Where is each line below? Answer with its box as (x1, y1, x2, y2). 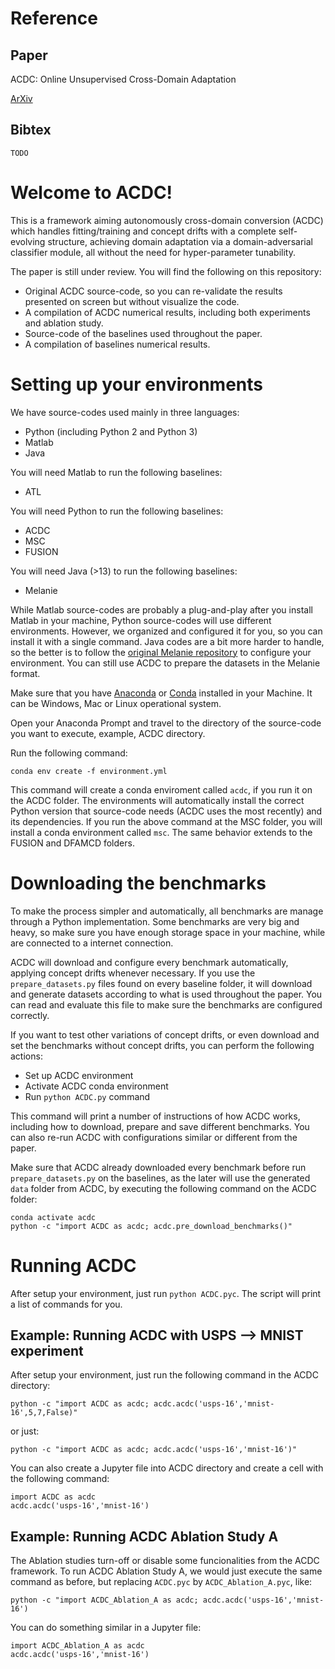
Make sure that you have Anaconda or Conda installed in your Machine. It (10, 687, 313, 699)
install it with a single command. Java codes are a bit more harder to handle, (10, 635, 325, 647)
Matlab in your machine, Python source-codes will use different (10, 614, 272, 626)
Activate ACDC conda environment (24, 1080, 169, 1092)
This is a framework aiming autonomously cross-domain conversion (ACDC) (10, 214, 324, 226)
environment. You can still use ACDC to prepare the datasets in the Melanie (10, 657, 321, 669)
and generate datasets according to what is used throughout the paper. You (10, 988, 323, 1000)
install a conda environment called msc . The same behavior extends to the (10, 826, 313, 838)
